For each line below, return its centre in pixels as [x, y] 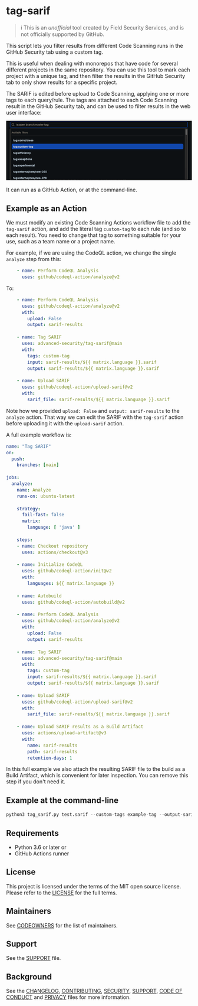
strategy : [29, 509]
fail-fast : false [43, 515]
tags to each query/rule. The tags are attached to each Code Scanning [92, 100]
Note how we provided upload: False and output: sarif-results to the [93, 411]
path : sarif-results [52, 751]
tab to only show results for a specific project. [62, 82]
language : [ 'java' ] [54, 528]
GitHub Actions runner [42, 853]
